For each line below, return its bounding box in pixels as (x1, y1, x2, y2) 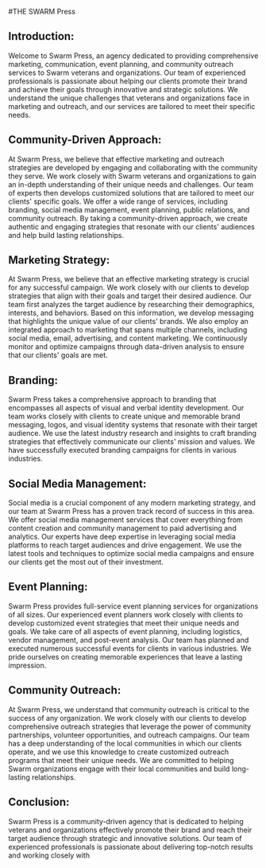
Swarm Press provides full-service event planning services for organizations (8, 601, 259, 611)
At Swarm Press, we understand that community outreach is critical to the (8, 704, 250, 714)
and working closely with (8, 850, 90, 860)
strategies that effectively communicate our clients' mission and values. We (8, 437, 256, 446)
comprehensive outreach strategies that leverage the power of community (8, 722, 252, 731)
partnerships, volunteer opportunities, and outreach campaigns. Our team (8, 730, 250, 739)
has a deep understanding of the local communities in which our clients (8, 738, 242, 748)
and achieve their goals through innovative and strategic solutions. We (8, 84, 238, 94)
